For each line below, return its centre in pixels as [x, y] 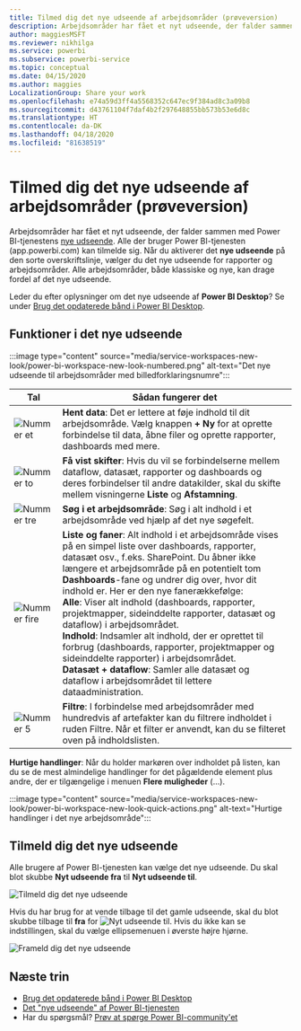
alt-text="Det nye [239, 366]
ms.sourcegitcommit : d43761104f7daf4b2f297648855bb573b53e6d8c [130, 110]
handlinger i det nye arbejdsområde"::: [80, 817]
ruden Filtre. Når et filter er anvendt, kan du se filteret [174, 728]
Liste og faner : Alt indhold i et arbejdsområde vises [171, 534]
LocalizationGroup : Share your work [77, 93]
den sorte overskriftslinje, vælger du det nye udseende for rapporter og [141, 260]
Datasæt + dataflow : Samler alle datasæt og [156, 669]
